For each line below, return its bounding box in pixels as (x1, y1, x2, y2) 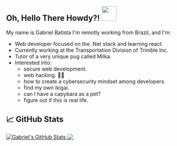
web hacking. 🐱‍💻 (23, 71, 65, 78)
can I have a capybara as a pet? (23, 90, 101, 97)
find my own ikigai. (23, 84, 70, 91)
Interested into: (14, 59, 52, 66)
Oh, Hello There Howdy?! (6, 13, 100, 24)
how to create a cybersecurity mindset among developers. (23, 78, 166, 85)
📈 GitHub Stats (6, 114, 64, 124)
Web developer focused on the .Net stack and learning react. (14, 40, 163, 47)
